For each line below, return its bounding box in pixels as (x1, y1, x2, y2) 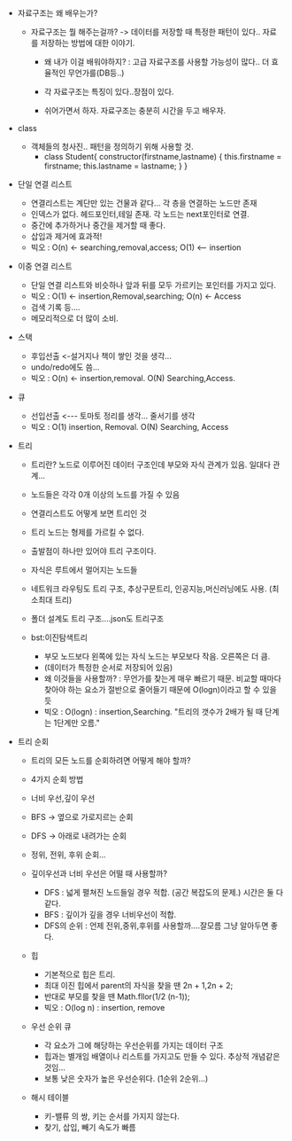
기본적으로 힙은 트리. (43, 969, 116, 980)
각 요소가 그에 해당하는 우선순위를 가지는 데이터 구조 (43, 1040, 224, 1051)
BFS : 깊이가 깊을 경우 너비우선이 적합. (43, 910, 177, 919)
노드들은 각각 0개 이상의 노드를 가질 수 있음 (30, 489, 180, 499)
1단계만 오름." (53, 717, 100, 728)
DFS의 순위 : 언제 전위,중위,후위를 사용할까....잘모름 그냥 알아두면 (43, 920, 269, 931)
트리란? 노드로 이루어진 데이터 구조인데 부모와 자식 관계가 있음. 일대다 (30, 459, 272, 470)
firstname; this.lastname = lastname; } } (43, 160, 188, 171)
